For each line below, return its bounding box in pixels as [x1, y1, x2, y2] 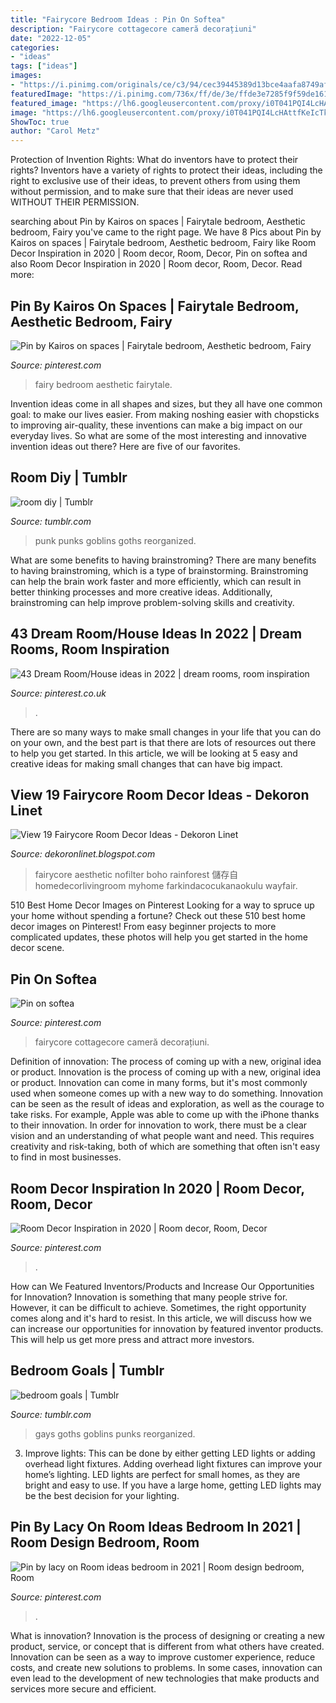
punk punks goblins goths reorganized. [34, 534, 197, 546]
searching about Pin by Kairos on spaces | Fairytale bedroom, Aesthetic [10, 216, 306, 228]
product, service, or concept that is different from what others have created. [10, 1640, 325, 1652]
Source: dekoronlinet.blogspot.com [10, 848, 156, 860]
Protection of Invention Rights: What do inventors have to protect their [10, 154, 299, 166]
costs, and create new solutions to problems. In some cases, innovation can [10, 1661, 323, 1673]
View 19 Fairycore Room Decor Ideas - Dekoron [10, 786, 310, 803]
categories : [10, 42, 60, 53]
